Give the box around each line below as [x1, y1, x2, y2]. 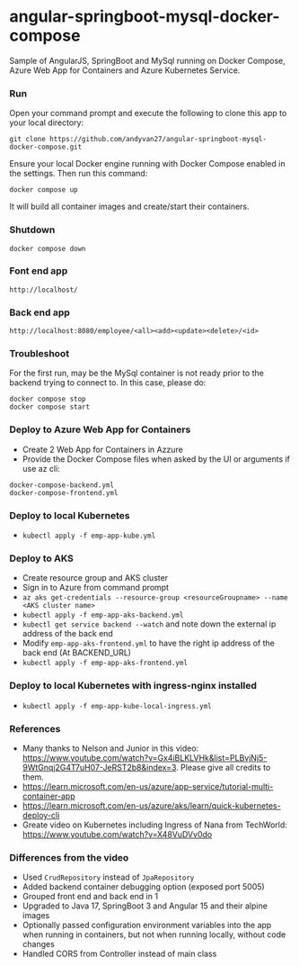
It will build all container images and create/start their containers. [9, 201, 250, 212]
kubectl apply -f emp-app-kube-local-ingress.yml [22, 701, 213, 710]
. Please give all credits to [176, 762, 271, 772]
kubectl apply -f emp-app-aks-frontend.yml [22, 659, 189, 668]
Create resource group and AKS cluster [22, 573, 169, 583]
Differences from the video [9, 851, 129, 863]
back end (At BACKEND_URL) [22, 647, 132, 658]
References [9, 722, 61, 735]
